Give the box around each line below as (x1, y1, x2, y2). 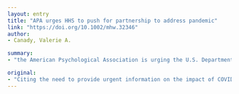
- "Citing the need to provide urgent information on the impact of (7, 75, 215, 83)
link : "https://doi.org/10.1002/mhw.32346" (7, 23, 139, 31)
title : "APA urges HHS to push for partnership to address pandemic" (7, 17, 218, 24)
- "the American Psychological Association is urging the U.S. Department (7, 56, 234, 64)
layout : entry (7, 10, 50, 18)
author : (7, 30, 31, 38)
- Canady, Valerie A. (7, 37, 72, 44)
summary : (7, 50, 33, 57)
